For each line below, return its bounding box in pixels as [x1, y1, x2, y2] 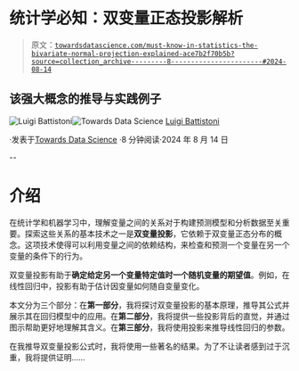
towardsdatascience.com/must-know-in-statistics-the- [54, 41, 258, 50]
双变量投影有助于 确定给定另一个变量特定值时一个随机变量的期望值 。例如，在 [9, 269, 290, 280]
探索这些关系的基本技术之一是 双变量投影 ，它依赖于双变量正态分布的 [24, 228, 274, 239]
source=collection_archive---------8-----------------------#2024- [30, 57, 287, 66]
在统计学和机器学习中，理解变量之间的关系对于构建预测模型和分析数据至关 [9, 217, 282, 227]
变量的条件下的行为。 [9, 251, 87, 261]
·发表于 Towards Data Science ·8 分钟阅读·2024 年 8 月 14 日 [9, 134, 229, 144]
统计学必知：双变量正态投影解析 [9, 8, 244, 29]
